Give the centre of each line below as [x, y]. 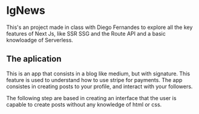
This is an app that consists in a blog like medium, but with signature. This [98, 74]
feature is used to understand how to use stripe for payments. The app [94, 80]
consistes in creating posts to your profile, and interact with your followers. [99, 86]
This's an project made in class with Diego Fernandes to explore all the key [99, 27]
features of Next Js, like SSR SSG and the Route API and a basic [86, 33]
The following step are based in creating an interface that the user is [91, 98]
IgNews [26, 11]
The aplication [34, 59]
